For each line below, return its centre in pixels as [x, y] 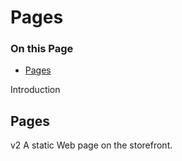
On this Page [42, 49]
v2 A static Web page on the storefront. [91, 145]
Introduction [35, 90]
